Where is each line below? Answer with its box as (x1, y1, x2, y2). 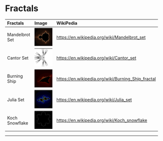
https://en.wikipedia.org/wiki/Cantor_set (56, 55, 137, 61)
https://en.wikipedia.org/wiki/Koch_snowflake (56, 117, 147, 124)
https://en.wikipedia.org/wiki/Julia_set (56, 96, 132, 102)
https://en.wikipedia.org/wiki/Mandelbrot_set (56, 34, 146, 40)
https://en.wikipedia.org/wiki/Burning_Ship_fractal (56, 76, 156, 81)
